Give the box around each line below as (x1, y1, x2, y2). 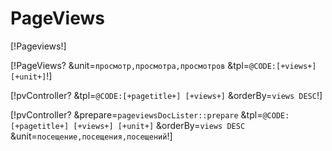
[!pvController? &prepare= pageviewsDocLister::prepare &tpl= (10, 108, 263, 121)
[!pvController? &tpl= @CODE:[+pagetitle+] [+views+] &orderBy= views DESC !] (10, 89, 323, 101)
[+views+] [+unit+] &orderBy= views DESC (73, 119, 246, 131)
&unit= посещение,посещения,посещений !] (10, 130, 173, 142)
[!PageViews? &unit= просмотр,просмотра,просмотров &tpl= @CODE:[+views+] (10, 59, 317, 71)
